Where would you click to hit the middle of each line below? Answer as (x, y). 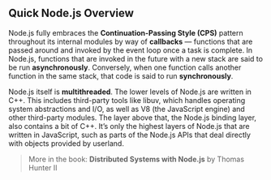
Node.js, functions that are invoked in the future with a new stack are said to (136, 58)
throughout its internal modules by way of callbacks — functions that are (131, 41)
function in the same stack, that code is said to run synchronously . (121, 75)
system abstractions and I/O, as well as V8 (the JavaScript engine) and (127, 109)
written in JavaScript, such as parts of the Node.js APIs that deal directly (130, 135)
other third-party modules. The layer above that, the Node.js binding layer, (133, 118)
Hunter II (43, 167)
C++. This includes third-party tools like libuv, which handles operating (127, 100)
